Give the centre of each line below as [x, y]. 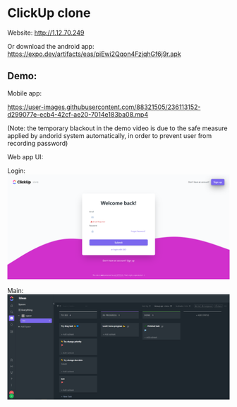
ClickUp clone [49, 13]
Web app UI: [25, 156]
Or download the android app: [51, 46]
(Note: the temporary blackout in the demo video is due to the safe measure [117, 128]
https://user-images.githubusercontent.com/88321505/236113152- [104, 107]
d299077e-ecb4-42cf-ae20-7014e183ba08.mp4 [78, 114]
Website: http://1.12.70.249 [46, 33]
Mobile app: [25, 93]
